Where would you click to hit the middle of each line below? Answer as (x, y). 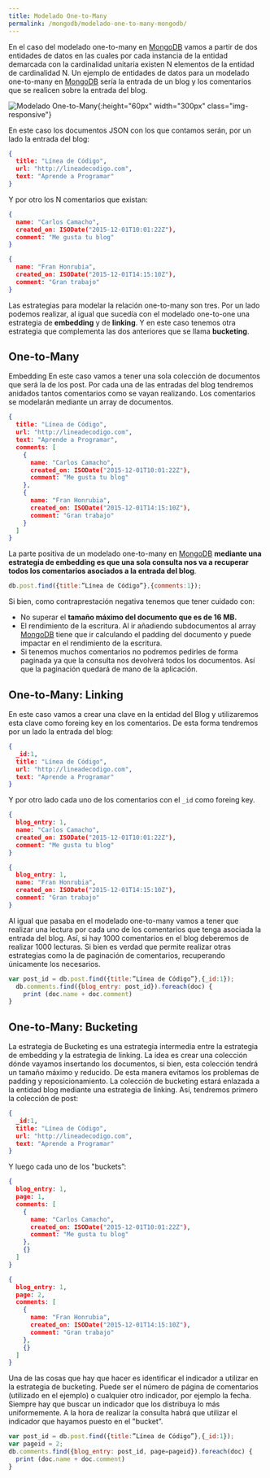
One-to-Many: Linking (66, 695)
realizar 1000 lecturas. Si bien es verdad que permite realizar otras (120, 947)
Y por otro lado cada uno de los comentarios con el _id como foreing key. (132, 800)
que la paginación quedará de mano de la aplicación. (109, 669)
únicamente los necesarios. (54, 964)
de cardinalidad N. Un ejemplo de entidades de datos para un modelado (129, 72)
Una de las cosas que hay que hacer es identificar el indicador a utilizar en (133, 1378)
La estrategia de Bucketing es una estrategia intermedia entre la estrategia (133, 1047)
